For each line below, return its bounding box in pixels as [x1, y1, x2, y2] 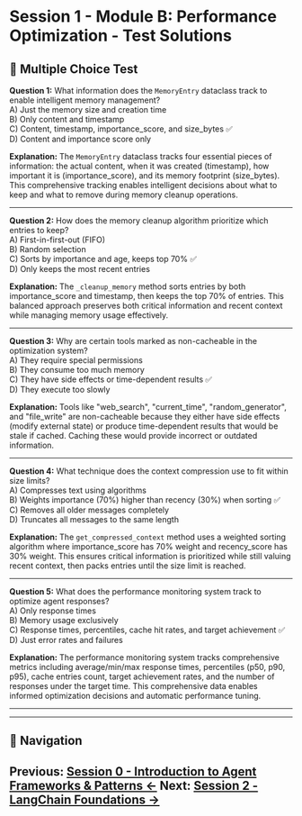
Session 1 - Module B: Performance [9, 6, 277, 27]
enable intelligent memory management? [9, 95, 161, 105]
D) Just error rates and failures [9, 635, 123, 645]
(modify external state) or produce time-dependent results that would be [9, 421, 279, 431]
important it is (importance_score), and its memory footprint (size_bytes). [9, 170, 280, 181]
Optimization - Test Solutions [9, 25, 232, 46]
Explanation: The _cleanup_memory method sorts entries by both [9, 281, 246, 292]
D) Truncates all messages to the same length [9, 514, 180, 524]
